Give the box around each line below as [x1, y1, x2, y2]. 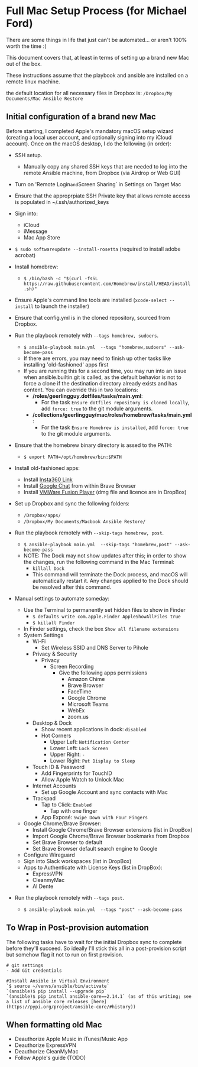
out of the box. [6, 60, 42, 67]
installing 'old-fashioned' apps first [23, 361, 109, 368]
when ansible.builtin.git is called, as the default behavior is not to [23, 374, 181, 381]
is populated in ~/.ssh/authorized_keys [14, 198, 109, 205]
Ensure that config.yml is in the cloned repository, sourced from [14, 314, 170, 321]
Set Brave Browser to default [32, 838, 103, 846]
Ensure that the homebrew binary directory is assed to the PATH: [14, 442, 173, 449]
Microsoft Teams [67, 700, 109, 708]
